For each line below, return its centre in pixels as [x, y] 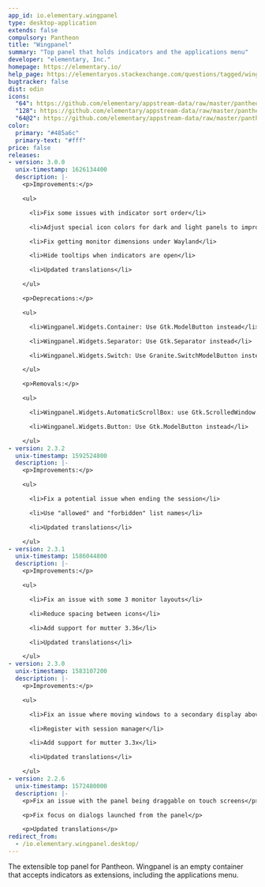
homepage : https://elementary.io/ [65, 67]
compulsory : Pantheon [44, 38]
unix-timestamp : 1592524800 [62, 456]
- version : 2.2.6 [37, 779]
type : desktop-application [52, 23]
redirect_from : [33, 837]
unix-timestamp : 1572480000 [62, 786]
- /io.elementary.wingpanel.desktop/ [77, 844]
